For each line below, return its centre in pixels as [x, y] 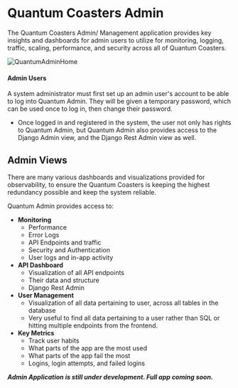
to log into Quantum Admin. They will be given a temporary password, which [119, 102]
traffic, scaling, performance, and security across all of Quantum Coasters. [117, 48]
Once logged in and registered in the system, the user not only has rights [124, 123]
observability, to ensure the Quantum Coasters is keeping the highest [109, 184]
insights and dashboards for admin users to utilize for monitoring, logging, [115, 40]
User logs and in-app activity [71, 257]
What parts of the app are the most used [88, 348]
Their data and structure [64, 280]
